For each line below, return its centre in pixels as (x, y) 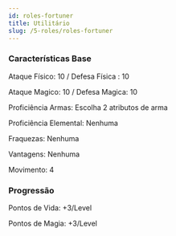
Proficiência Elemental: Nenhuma (63, 123)
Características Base (50, 59)
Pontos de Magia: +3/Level (53, 223)
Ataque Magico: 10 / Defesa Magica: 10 (73, 92)
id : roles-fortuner (41, 16)
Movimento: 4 (31, 169)
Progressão (31, 190)
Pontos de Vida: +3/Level (50, 208)
